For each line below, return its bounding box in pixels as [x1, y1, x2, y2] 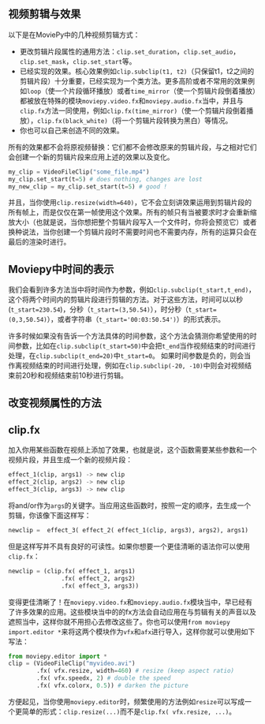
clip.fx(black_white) [36, 117, 108, 125]
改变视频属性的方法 [8, 396, 102, 409]
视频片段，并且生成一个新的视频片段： [8, 455, 132, 465]
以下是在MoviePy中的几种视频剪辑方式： [8, 30, 140, 39]
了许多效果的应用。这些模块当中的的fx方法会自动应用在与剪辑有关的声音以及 [8, 606, 256, 617]
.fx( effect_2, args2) [61, 574, 136, 582]
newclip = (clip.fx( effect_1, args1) [8, 567, 136, 575]
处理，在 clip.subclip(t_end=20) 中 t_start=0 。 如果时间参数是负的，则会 [8, 351, 244, 360]
